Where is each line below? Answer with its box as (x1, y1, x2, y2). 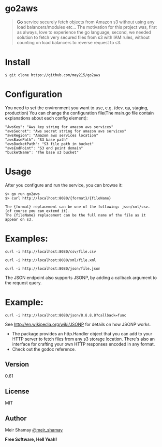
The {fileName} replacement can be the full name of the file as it (5, 213, 146, 217)
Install (5, 57, 30, 68)
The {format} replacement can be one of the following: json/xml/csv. (5, 204, 150, 209)
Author (5, 414, 27, 422)
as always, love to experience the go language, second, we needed (16, 29, 151, 35)
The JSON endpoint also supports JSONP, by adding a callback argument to (5, 275, 157, 281)
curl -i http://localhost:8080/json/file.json (5, 266, 101, 271)
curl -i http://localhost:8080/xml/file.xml (5, 258, 96, 263)
